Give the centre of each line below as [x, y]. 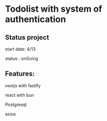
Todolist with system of [54, 9]
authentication [35, 19]
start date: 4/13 [20, 49]
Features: [20, 74]
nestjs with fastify [23, 85]
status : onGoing [21, 59]
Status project [27, 37]
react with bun [20, 95]
